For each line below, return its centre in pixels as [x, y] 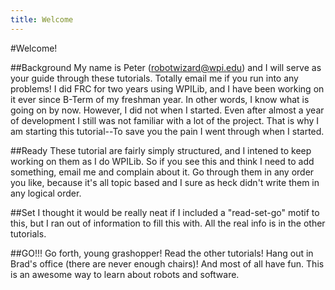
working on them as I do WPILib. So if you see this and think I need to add [162, 161]
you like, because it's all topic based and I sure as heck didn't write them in [165, 182]
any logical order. [46, 193]
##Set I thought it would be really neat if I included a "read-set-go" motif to [165, 212]
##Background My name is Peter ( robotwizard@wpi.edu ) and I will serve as [166, 67]
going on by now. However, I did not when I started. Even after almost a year [167, 110]
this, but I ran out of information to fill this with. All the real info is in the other [168, 223]
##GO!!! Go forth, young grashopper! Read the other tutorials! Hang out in [162, 253]
